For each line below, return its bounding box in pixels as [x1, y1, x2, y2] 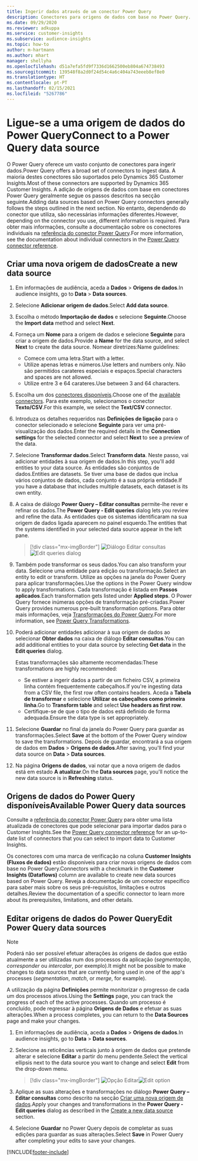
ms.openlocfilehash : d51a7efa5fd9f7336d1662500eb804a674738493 [6, 63, 165, 70]
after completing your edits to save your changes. [15, 1137, 136, 1145]
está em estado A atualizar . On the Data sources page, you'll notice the [15, 768, 189, 775]
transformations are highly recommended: [15, 665, 118, 672]
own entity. [15, 489, 43, 496]
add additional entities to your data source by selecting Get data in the [15, 641, 186, 648]
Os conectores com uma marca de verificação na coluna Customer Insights [6, 852, 192, 860]
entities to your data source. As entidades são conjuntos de [15, 464, 160, 471]
